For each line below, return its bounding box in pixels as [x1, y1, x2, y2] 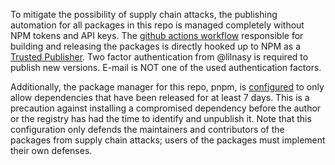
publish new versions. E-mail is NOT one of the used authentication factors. [10, 62, 322, 73]
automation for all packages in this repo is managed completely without [10, 19, 305, 31]
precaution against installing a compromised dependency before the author [10, 102, 322, 114]
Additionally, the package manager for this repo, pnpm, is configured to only [10, 81, 325, 93]
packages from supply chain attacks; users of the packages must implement [10, 134, 326, 146]
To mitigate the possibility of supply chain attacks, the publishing [10, 9, 278, 20]
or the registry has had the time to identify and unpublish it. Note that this [10, 113, 312, 124]
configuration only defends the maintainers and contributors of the [10, 124, 285, 135]
